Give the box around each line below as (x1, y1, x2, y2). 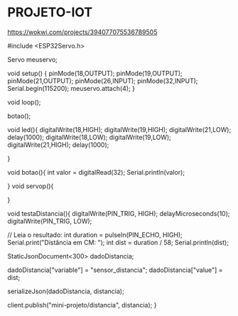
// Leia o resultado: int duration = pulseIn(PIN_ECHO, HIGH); (7, 230, 183, 239)
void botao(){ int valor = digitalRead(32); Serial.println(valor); (7, 168, 185, 176)
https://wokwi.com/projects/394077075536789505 (7, 28, 158, 36)
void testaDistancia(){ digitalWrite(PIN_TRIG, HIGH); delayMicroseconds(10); (7, 209, 230, 217)
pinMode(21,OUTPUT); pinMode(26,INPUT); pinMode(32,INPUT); (7, 76, 198, 85)
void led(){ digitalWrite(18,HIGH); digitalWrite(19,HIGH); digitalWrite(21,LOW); (7, 125, 232, 134)
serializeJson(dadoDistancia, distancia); (7, 287, 124, 295)
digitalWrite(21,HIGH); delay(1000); (7, 140, 109, 149)
